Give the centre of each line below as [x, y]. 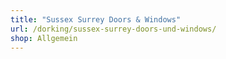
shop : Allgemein [44, 38]
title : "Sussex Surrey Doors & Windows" [96, 19]
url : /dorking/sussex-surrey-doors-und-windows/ [113, 29]
